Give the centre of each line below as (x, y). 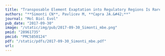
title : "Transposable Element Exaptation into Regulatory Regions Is (78, 9)
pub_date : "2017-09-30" (29, 23)
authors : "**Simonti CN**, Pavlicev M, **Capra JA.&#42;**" (68, 14)
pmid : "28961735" (23, 32)
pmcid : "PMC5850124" (26, 37)
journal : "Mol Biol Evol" (31, 19)
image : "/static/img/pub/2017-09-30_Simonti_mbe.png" (61, 28)
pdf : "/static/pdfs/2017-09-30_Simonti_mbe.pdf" (56, 41)
